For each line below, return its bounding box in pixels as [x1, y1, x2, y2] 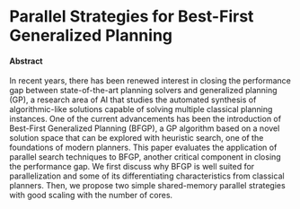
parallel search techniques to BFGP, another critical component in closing [9, 152, 281, 162]
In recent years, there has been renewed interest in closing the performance [9, 75, 292, 86]
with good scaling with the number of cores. [9, 190, 173, 201]
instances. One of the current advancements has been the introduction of [9, 114, 281, 125]
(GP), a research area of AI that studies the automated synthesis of [9, 94, 257, 105]
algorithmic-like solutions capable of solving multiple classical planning [9, 104, 273, 115]
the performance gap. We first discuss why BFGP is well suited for [9, 161, 255, 172]
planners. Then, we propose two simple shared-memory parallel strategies [9, 180, 286, 191]
